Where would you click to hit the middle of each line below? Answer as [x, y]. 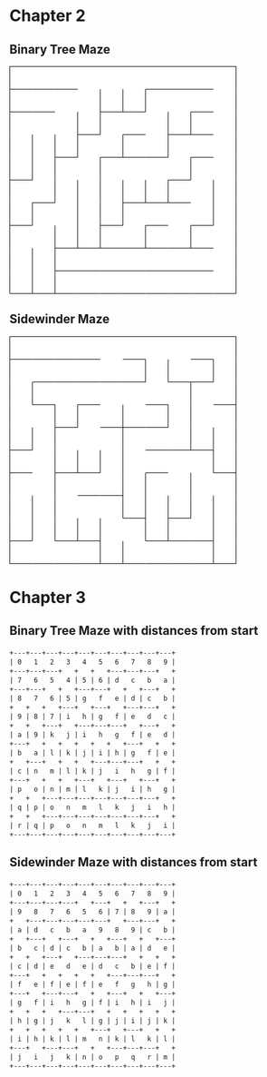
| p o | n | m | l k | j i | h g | [93, 789]
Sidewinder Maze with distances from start [133, 862]
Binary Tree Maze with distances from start [134, 631]
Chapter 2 [48, 16]
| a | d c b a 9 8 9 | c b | [93, 930]
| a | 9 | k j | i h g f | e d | [93, 735]
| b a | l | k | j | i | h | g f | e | [93, 753]
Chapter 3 [48, 598]
